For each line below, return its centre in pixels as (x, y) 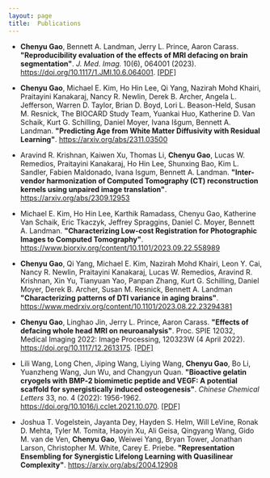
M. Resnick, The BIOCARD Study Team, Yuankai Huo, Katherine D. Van (137, 113)
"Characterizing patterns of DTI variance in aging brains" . (119, 298)
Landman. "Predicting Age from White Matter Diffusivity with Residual (140, 131)
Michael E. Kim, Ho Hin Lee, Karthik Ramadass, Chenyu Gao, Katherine (138, 213)
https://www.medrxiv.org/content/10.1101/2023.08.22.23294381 (126, 306)
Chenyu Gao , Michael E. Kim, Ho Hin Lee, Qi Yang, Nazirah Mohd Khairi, (140, 88)
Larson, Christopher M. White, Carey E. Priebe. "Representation (127, 447)
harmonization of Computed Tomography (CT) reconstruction (152, 180)
